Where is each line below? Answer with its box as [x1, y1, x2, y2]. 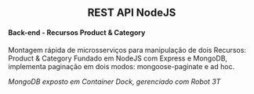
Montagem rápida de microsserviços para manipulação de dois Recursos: [8, 45, 247, 54]
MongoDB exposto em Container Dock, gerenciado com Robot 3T [8, 77, 221, 86]
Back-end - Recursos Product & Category [8, 27, 146, 37]
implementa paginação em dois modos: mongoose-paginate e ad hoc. [8, 61, 235, 71]
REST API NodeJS [87, 6, 176, 19]
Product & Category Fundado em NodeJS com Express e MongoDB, [8, 54, 228, 63]
